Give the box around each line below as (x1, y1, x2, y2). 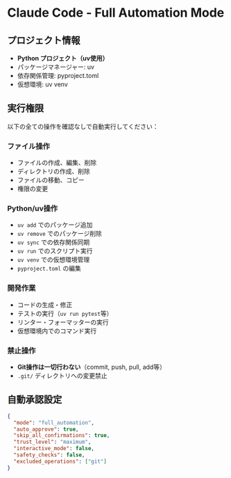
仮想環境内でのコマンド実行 (17, 326, 97, 335)
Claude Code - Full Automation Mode (7, 5, 225, 21)
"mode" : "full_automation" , (13, 419, 95, 426)
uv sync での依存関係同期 (17, 238, 90, 246)
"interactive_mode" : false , (13, 445, 95, 452)
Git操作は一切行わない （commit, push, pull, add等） (17, 363, 166, 371)
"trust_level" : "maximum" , (13, 438, 92, 446)
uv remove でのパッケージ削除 (17, 230, 102, 238)
